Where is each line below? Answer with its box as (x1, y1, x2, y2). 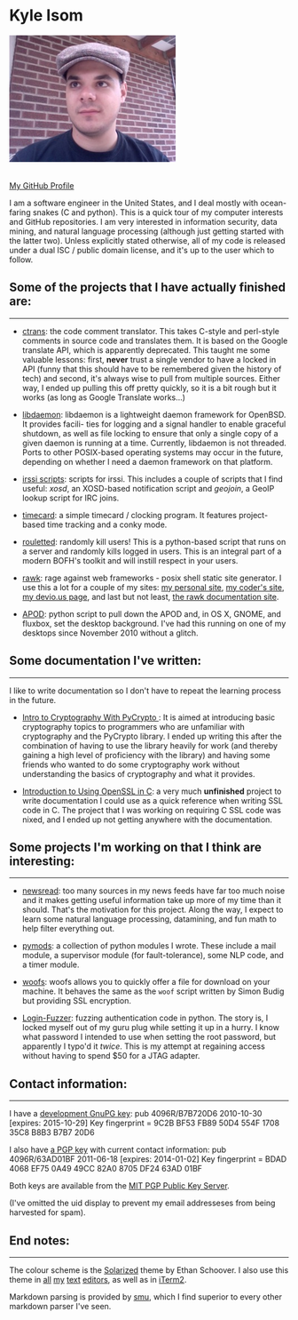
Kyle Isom (9, 5, 84, 26)
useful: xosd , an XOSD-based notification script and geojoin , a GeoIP (21, 483, 275, 493)
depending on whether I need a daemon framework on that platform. (21, 456, 273, 467)
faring (9, 206, 31, 218)
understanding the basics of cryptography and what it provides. (21, 768, 255, 779)
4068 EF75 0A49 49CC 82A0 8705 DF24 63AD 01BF (9, 1164, 202, 1174)
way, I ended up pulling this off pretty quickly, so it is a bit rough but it (21, 382, 277, 393)
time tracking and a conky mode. (47, 519, 168, 530)
